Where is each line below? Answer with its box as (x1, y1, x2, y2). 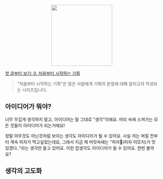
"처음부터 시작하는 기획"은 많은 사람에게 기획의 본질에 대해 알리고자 (17, 81, 145, 86)
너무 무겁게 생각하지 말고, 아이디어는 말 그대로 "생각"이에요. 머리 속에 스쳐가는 (5, 116, 153, 122)
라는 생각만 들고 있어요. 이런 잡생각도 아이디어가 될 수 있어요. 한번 (21, 145, 145, 151)
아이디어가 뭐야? (5, 102, 52, 111)
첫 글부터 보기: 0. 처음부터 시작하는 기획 (5, 71, 80, 76)
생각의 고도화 (5, 167, 42, 175)
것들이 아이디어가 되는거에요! (10, 122, 65, 128)
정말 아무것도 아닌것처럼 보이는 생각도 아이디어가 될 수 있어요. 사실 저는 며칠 (5, 133, 149, 139)
